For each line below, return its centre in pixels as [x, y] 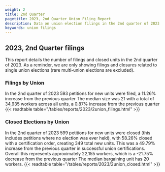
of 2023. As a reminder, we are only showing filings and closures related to [81, 65]
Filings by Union [25, 83]
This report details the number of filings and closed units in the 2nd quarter [81, 59]
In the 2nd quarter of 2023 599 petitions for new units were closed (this [78, 133]
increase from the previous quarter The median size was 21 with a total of [80, 99]
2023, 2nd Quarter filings [45, 48]
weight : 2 [15, 10]
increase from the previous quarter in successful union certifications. [75, 148]
